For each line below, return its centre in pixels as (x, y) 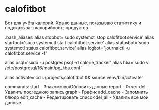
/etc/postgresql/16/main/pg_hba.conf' (44, 68)
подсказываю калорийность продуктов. (47, 27)
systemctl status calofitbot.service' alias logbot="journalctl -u (68, 48)
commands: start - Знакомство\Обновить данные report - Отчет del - (77, 86)
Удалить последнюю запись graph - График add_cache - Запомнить (77, 92)
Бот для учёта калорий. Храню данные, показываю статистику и (73, 23)
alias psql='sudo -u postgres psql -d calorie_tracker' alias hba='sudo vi (77, 62)
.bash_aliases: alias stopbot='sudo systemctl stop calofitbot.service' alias (79, 37)
